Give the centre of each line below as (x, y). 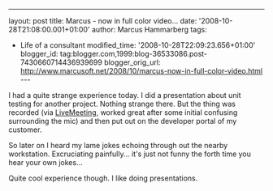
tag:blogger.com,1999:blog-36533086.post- (134, 54)
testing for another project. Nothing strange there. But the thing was (122, 104)
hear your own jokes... (45, 162)
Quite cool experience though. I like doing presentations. (103, 178)
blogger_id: (39, 54)
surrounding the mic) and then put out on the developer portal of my (123, 121)
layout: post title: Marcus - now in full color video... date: (103, 21)
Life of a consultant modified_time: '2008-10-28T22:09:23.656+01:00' (138, 45)
